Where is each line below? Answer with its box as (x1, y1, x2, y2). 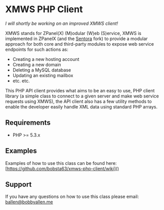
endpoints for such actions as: (5, 46, 68, 52)
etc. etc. (12, 78, 30, 84)
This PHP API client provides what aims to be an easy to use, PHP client (5, 87, 155, 93)
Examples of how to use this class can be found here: (5, 160, 117, 166)
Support (5, 180, 32, 189)
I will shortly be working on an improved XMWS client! (5, 20, 118, 26)
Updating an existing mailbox (12, 72, 73, 78)
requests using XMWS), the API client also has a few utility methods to (5, 98, 152, 104)
